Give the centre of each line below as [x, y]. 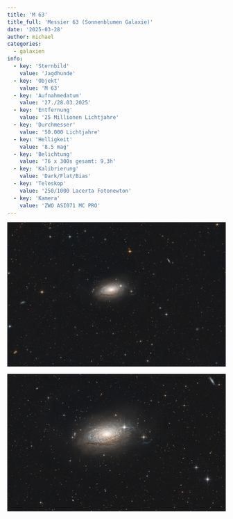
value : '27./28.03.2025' [55, 103]
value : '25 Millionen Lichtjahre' [69, 118]
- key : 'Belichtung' [43, 154]
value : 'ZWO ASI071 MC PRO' [60, 205]
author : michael [31, 37]
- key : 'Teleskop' [40, 184]
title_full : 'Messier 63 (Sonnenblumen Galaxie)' [80, 22]
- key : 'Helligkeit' [43, 139]
